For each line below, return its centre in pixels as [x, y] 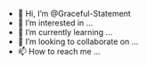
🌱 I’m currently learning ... [65, 32]
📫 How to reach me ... [59, 51]
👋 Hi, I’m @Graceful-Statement [74, 14]
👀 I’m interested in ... [55, 23]
